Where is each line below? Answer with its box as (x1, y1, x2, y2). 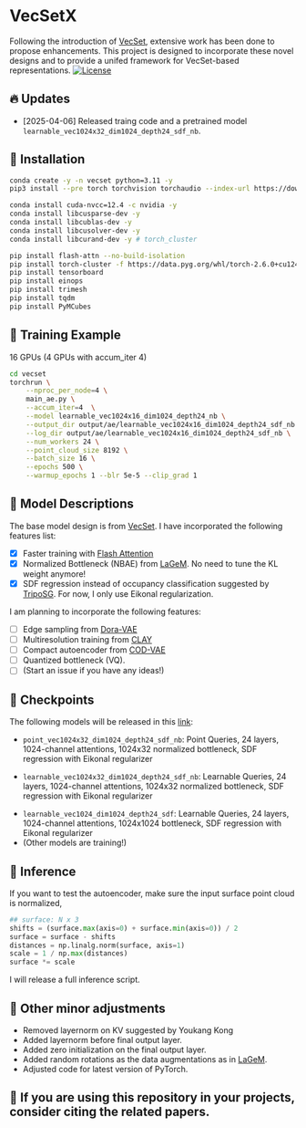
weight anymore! (22, 568, 87, 580)
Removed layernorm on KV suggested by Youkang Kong (22, 1025, 234, 1036)
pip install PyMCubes (9, 302, 92, 311)
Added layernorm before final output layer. (22, 1035, 182, 1045)
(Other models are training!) (22, 837, 127, 849)
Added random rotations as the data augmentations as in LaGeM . (22, 1054, 268, 1064)
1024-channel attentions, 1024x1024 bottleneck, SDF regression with (22, 818, 282, 829)
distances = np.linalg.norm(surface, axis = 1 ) (9, 941, 185, 950)
